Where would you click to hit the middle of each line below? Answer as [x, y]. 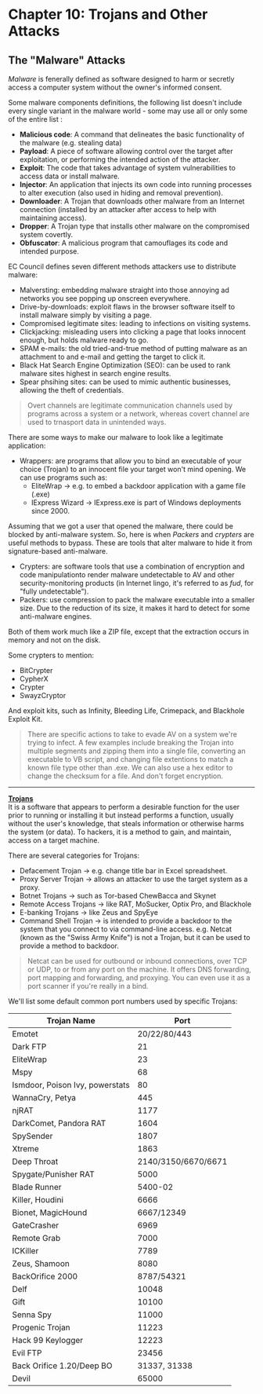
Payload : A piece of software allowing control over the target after [126, 151]
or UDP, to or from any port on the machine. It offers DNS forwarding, [139, 969]
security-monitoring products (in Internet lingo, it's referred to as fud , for [137, 583]
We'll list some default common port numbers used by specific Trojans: [123, 1001]
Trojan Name [71, 1021]
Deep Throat [35, 1162]
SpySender [32, 1136]
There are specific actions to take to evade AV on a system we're [132, 734]
